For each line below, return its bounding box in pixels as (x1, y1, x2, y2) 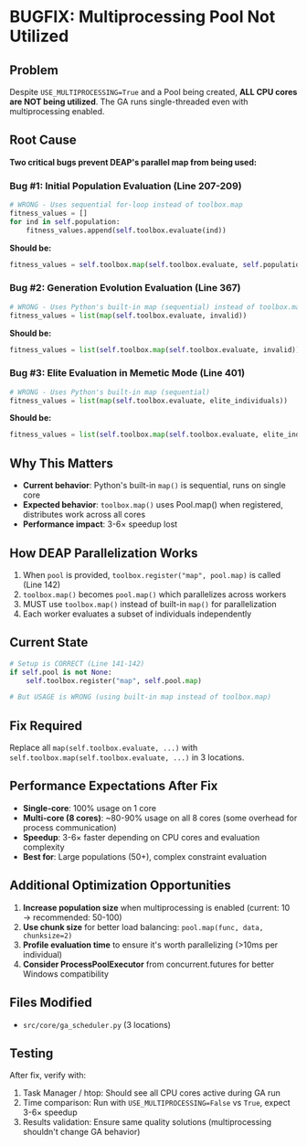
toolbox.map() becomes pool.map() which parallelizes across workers (22, 588, 287, 600)
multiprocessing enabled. (9, 106, 105, 116)
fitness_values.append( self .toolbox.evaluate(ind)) (26, 226, 227, 235)
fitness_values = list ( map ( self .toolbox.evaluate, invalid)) (9, 311, 248, 320)
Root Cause (9, 133, 78, 148)
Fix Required (9, 718, 83, 734)
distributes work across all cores (22, 509, 146, 520)
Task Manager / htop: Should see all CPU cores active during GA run (22, 1087, 281, 1098)
